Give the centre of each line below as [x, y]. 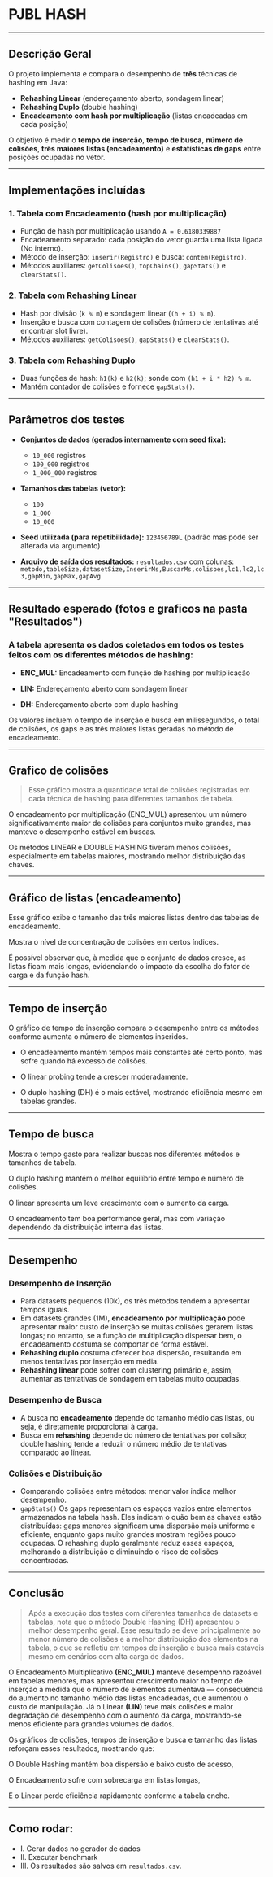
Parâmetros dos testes [67, 420]
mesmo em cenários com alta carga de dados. [106, 1656]
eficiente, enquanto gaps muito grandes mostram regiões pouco [128, 1534]
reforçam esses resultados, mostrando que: [82, 1748]
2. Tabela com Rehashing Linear [73, 295]
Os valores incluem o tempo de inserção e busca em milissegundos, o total [134, 720]
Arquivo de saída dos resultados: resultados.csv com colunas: [127, 561]
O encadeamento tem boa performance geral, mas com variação [117, 1218]
